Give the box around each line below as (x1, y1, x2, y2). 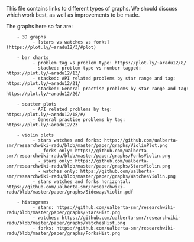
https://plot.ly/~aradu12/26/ (6, 91, 81, 97)
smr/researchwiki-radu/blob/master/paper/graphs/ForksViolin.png (6, 153, 170, 159)
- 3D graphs (17, 34, 46, 40)
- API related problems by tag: (32, 106, 112, 112)
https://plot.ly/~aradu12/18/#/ (6, 112, 86, 117)
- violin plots (17, 132, 54, 138)
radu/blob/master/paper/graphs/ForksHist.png (6, 230, 120, 236)
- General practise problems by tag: (32, 117, 126, 123)
